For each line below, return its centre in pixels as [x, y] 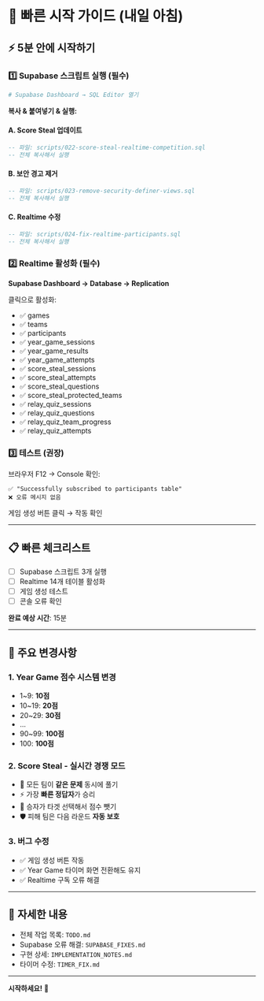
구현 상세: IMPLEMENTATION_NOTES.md [75, 954]
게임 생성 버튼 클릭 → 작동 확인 [55, 513]
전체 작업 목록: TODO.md [55, 935]
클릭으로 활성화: [33, 300]
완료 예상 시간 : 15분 [37, 618]
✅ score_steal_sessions [58, 368]
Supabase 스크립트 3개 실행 [63, 571]
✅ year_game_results [54, 351]
